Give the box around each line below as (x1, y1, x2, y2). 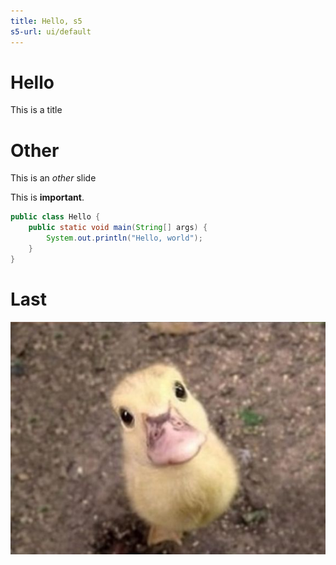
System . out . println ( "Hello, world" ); (46, 233, 203, 244)
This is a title (10, 104, 63, 116)
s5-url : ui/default (10, 26, 92, 37)
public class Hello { (10, 212, 101, 222)
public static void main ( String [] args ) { (28, 223, 208, 233)
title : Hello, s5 (10, 16, 83, 26)
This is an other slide (10, 172, 97, 184)
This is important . (10, 191, 85, 204)
